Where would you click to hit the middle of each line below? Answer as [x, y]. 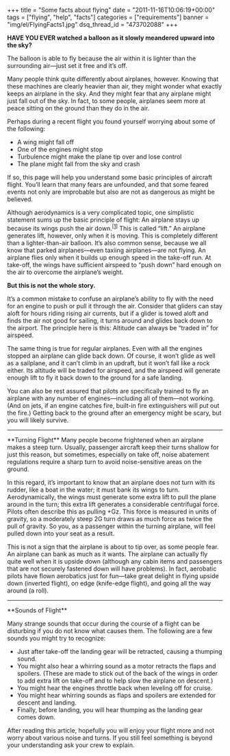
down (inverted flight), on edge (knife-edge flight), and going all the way [109, 583]
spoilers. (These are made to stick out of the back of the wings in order [117, 673]
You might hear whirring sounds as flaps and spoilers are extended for [116, 695]
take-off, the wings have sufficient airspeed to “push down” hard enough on [114, 264]
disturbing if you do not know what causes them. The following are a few [110, 630]
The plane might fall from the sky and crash [78, 164]
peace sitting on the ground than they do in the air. [78, 108]
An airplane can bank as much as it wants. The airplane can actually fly [107, 554]
